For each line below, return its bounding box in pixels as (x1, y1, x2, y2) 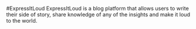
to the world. (6, 17, 38, 24)
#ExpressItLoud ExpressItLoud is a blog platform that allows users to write (6, 5, 189, 12)
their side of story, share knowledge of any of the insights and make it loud (6, 11, 191, 18)
